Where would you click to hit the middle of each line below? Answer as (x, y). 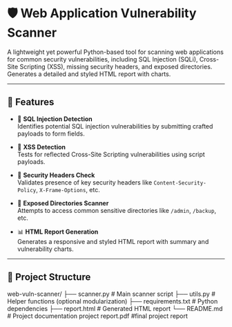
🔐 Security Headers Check (56, 175)
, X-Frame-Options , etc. (68, 189)
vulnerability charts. (45, 249)
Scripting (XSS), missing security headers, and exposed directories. (116, 66)
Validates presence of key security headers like (85, 182)
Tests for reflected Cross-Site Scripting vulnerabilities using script (111, 154)
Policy (27, 190)
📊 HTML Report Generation (58, 232)
